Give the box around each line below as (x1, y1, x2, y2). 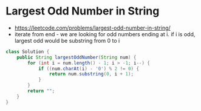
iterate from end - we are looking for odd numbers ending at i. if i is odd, (14, 30, 196, 37)
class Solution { (5, 48, 50, 55)
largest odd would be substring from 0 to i (14, 37, 120, 44)
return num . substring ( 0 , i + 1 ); (49, 71, 134, 77)
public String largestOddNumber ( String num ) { (16, 54, 137, 60)
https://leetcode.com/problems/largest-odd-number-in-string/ (14, 24, 171, 31)
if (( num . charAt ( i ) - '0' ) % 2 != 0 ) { (38, 65, 140, 72)
